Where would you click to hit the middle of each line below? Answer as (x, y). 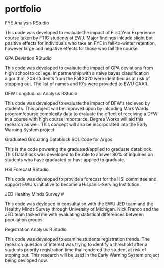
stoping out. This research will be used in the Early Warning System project (82, 255)
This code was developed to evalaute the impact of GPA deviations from (79, 68)
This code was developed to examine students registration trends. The (78, 239)
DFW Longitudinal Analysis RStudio (41, 93)
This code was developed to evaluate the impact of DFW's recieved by (78, 103)
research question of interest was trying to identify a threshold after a (76, 244)
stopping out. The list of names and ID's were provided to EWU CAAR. (77, 84)
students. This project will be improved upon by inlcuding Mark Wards (77, 108)
